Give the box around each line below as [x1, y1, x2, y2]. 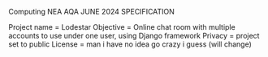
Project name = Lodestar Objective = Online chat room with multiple [8, 22, 236, 31]
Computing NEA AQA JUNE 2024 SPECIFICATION [8, 7, 175, 16]
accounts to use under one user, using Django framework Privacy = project [8, 31, 260, 40]
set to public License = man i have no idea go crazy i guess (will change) [8, 39, 252, 49]
